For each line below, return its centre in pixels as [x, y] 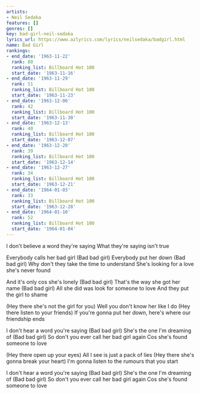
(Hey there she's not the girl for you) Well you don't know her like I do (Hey [98, 306]
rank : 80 [22, 62]
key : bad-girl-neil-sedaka [40, 34]
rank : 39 [22, 151]
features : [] [22, 23]
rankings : [19, 51]
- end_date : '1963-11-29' [38, 78]
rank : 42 [22, 106]
